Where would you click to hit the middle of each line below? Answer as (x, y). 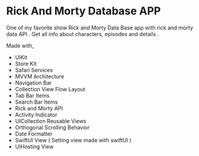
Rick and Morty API (39, 108)
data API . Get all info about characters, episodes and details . (83, 34)
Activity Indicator (36, 115)
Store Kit (26, 64)
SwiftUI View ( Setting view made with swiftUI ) (73, 140)
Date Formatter (34, 134)
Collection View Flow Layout (50, 89)
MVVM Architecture (39, 76)
